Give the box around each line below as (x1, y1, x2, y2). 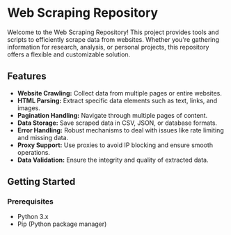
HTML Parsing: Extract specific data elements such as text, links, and (17, 96, 218, 105)
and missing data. (17, 133, 69, 142)
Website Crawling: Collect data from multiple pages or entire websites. (17, 89, 223, 97)
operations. (17, 148, 51, 156)
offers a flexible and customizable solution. (7, 50, 131, 59)
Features (7, 70, 47, 82)
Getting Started (7, 176, 76, 188)
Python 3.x (17, 213, 49, 221)
